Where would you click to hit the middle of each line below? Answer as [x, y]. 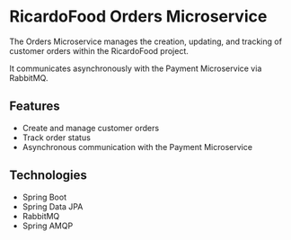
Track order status [57, 138]
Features [35, 107]
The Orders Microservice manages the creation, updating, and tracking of [146, 41]
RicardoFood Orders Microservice [138, 17]
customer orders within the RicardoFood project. [99, 50]
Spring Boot [44, 197]
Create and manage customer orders [91, 128]
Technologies [48, 176]
